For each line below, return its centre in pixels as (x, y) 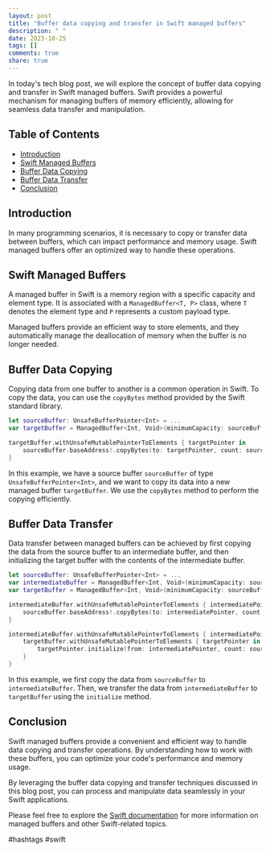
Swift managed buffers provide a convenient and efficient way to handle (128, 741)
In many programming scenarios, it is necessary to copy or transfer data (128, 233)
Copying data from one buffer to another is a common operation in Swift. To (134, 389)
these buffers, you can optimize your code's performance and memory (126, 758)
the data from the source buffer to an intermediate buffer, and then (119, 552)
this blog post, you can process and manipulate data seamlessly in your (127, 791)
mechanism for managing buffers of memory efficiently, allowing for (121, 101)
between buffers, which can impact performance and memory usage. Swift (133, 241)
